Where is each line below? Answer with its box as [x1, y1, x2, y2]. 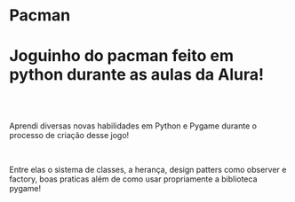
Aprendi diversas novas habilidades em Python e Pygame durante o [9, 120, 258, 131]
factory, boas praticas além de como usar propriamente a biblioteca [9, 174, 258, 184]
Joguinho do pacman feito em [9, 46, 234, 66]
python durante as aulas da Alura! [9, 65, 265, 85]
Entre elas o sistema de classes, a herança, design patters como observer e [9, 165, 287, 175]
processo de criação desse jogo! [9, 130, 130, 141]
